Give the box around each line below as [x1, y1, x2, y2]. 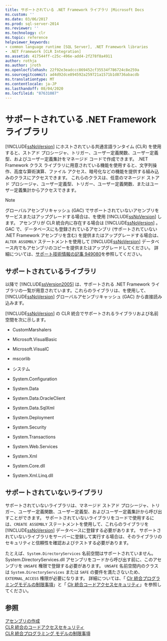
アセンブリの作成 [5, 618, 40, 624]
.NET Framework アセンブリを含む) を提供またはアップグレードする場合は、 [5, 232, 162, 238]
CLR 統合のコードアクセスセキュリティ [5, 624, 85, 630]
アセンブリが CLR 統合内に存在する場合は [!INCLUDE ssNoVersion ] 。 [19, 220, 161, 226]
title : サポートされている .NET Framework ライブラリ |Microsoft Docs [5, 7, 145, 12]
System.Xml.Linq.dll [12, 473, 53, 479]
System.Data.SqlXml [12, 405, 55, 411]
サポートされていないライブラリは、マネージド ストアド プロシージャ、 [5, 502, 151, 508]
